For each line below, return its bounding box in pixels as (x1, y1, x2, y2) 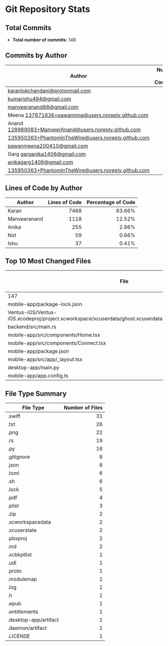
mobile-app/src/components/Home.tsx (7, 332, 100, 339)
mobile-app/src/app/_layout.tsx (7, 356, 82, 363)
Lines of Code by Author (5, 184, 82, 193)
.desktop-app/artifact (7, 616, 59, 623)
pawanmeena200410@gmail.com (7, 142, 88, 149)
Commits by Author (5, 51, 67, 60)
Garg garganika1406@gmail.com (7, 150, 86, 157)
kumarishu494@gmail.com (7, 95, 71, 102)
